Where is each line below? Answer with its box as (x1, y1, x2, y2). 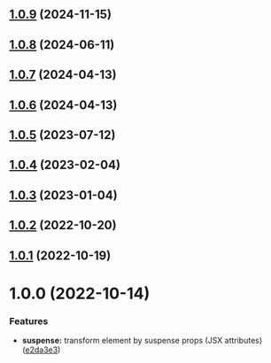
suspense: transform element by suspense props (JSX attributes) (21, 336, 263, 345)
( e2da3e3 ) (21, 344, 61, 355)
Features (9, 314, 49, 327)
